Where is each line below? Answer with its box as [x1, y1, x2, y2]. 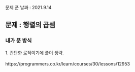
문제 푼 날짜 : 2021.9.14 [5, 5, 52, 10]
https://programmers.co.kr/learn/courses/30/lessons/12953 [5, 60, 130, 67]
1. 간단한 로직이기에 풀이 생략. [5, 50, 64, 56]
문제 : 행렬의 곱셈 [5, 21, 56, 29]
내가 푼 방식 [5, 37, 32, 44]
